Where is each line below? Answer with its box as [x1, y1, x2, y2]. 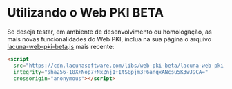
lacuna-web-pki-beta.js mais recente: [7, 42, 115, 50]
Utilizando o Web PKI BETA [7, 5, 164, 21]
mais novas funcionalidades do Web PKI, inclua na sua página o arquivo [7, 34, 212, 43]
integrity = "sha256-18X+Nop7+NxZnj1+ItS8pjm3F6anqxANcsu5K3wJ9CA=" [13, 68, 209, 75]
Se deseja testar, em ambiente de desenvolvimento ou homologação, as [7, 28, 212, 36]
